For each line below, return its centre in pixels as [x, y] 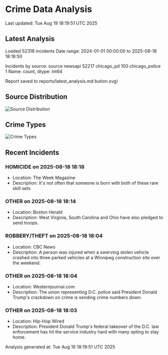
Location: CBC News [34, 247]
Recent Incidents [32, 152]
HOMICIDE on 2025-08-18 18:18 [45, 166]
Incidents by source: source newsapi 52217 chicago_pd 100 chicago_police [83, 66]
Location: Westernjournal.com [44, 286]
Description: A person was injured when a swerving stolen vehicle [80, 252]
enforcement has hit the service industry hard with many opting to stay [86, 332]
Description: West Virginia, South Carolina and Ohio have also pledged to [88, 218]
